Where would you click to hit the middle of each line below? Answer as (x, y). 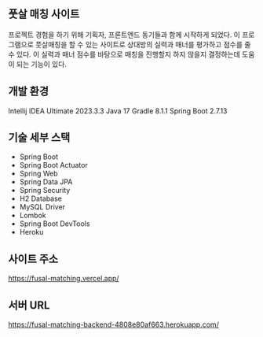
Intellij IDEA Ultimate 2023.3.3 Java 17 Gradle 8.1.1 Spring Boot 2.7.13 (118, 111)
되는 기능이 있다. (41, 64)
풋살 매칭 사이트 (44, 14)
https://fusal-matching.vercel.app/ (64, 279)
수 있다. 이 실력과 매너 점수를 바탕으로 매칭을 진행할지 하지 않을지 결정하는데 (124, 54)
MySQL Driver (42, 207)
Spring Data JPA (46, 182)
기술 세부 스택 (39, 137)
